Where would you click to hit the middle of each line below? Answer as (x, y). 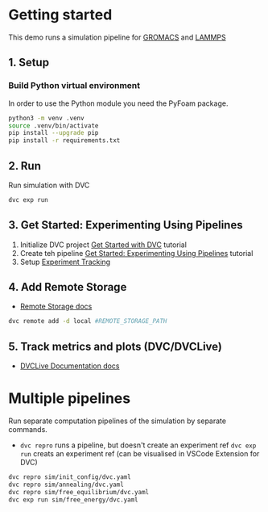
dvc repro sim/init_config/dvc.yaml (70, 477)
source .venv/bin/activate (54, 126)
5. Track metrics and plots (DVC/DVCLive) (115, 346)
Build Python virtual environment (74, 86)
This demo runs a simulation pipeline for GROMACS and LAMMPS (118, 37)
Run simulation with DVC (49, 185)
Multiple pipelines (70, 399)
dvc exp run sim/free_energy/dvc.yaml (73, 499)
